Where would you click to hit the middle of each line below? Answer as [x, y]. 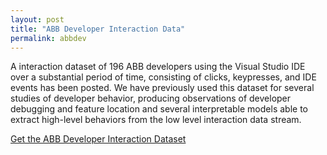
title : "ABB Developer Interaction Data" [98, 29]
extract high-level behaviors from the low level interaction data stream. [156, 120]
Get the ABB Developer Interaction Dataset [98, 139]
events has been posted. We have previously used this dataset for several [162, 88]
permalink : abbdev [48, 38]
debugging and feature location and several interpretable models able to [159, 109]
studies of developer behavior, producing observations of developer [151, 98]
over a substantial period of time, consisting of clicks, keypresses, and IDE [163, 77]
